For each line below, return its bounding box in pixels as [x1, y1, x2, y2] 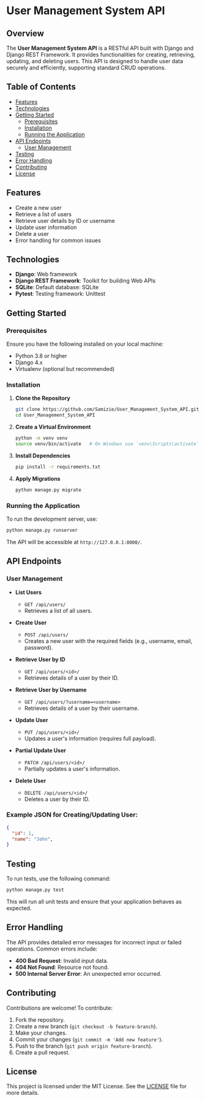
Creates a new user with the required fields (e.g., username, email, [24, 637, 193, 645]
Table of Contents [6, 82, 76, 92]
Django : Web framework [15, 271, 78, 278]
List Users [15, 588, 42, 596]
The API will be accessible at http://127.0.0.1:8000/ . [6, 538, 143, 545]
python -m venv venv [15, 435, 68, 442]
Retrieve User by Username [15, 686, 87, 693]
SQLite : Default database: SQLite [15, 284, 99, 291]
